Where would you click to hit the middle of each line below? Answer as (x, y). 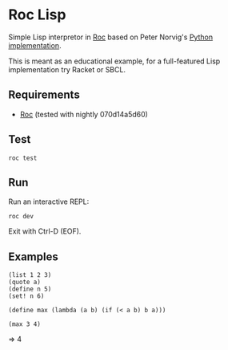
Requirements (44, 95)
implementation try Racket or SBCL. (67, 69)
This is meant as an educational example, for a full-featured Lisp (114, 61)
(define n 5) (30, 289)
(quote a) (25, 283)
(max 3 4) (25, 324)
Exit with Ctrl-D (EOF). (45, 231)
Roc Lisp (37, 15)
